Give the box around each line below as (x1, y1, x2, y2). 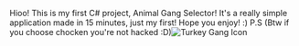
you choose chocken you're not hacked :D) (9, 27, 172, 37)
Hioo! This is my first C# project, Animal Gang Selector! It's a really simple (9, 8, 288, 18)
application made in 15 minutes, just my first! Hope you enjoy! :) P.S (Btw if (9, 17, 290, 28)
